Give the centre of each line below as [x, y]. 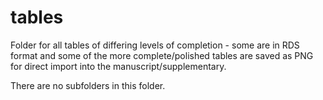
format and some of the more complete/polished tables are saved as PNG [162, 55]
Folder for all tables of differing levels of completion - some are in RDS [155, 45]
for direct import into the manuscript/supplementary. [118, 66]
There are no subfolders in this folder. [88, 85]
